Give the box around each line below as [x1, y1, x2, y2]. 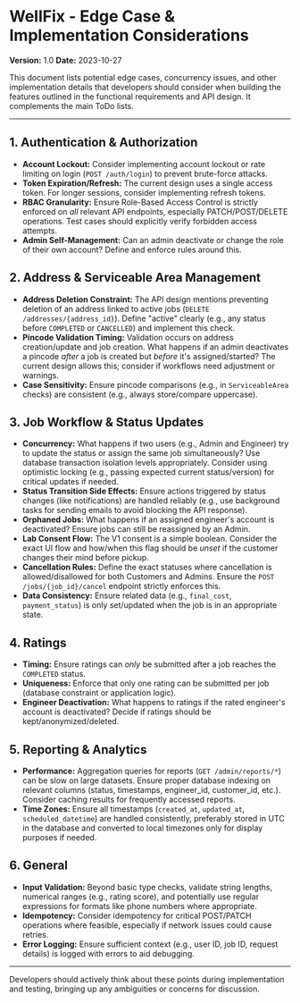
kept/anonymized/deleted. [21, 716, 120, 727]
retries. [21, 929, 49, 940]
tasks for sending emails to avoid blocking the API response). [21, 505, 248, 516]
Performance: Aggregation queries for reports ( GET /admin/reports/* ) [21, 766, 282, 776]
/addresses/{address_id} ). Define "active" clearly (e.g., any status [21, 313, 266, 324]
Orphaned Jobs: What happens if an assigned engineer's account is [21, 514, 275, 525]
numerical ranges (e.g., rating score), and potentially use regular [21, 891, 260, 902]
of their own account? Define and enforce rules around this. [21, 244, 243, 255]
